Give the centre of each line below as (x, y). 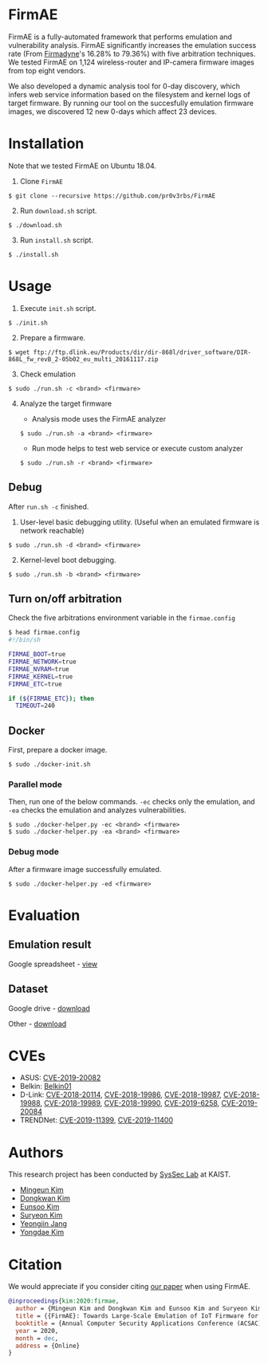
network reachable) (52, 530)
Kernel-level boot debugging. (68, 560)
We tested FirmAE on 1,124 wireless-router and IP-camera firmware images (132, 62)
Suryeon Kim (41, 1215)
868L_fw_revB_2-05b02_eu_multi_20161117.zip (83, 359)
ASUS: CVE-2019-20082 (60, 1078)
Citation (35, 1264)
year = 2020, (37, 1331)
